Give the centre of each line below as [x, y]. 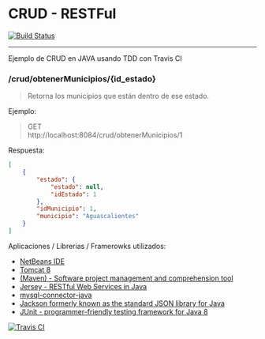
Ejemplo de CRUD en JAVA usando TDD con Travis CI [95, 58]
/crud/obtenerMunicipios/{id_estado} [82, 78]
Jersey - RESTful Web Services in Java [83, 286]
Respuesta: [26, 150]
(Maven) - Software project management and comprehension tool [127, 278]
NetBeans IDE [42, 261]
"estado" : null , [77, 186]
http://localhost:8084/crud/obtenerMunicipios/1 [105, 135]
